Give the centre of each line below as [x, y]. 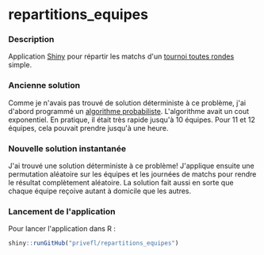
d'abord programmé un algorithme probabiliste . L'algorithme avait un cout [129, 111]
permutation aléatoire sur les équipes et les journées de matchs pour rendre [132, 174]
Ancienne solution [44, 86]
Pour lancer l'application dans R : [62, 229]
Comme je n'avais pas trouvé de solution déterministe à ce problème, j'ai [127, 103]
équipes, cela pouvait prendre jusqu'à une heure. [88, 127]
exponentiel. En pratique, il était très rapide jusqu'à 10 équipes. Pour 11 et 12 [132, 120]
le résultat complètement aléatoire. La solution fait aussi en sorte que [121, 183]
